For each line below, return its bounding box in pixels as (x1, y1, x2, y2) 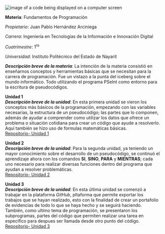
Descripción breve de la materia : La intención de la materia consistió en (5, 63, 153, 69)
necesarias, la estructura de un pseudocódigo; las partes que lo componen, (5, 109, 159, 115)
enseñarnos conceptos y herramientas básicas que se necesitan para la (5, 68, 152, 74)
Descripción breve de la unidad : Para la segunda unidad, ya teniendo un (5, 145, 154, 151)
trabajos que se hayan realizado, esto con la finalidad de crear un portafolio (5, 197, 159, 203)
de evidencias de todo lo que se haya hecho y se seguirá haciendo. (5, 202, 142, 208)
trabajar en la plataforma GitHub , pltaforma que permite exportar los (5, 191, 144, 197)
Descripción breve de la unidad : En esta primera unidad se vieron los (5, 99, 147, 105)
